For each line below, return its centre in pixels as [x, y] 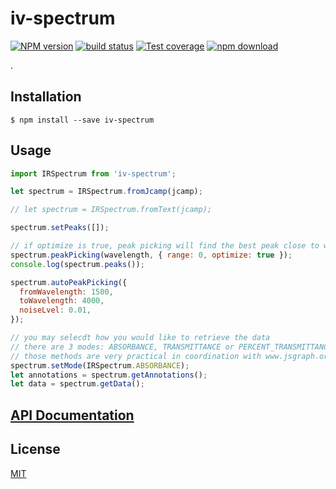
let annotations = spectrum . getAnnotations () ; [109, 375]
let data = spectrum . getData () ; [77, 384]
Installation [46, 97]
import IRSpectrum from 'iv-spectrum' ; [93, 173]
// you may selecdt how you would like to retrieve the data [140, 338]
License [35, 449]
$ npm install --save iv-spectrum [82, 120]
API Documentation [72, 415]
